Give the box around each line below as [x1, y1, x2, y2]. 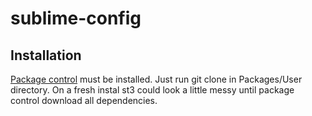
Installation [10, 47, 82, 64]
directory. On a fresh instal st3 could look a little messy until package [10, 84, 295, 96]
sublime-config [10, 7, 142, 30]
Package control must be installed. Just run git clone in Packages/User [10, 73, 303, 85]
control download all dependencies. [10, 95, 158, 106]
